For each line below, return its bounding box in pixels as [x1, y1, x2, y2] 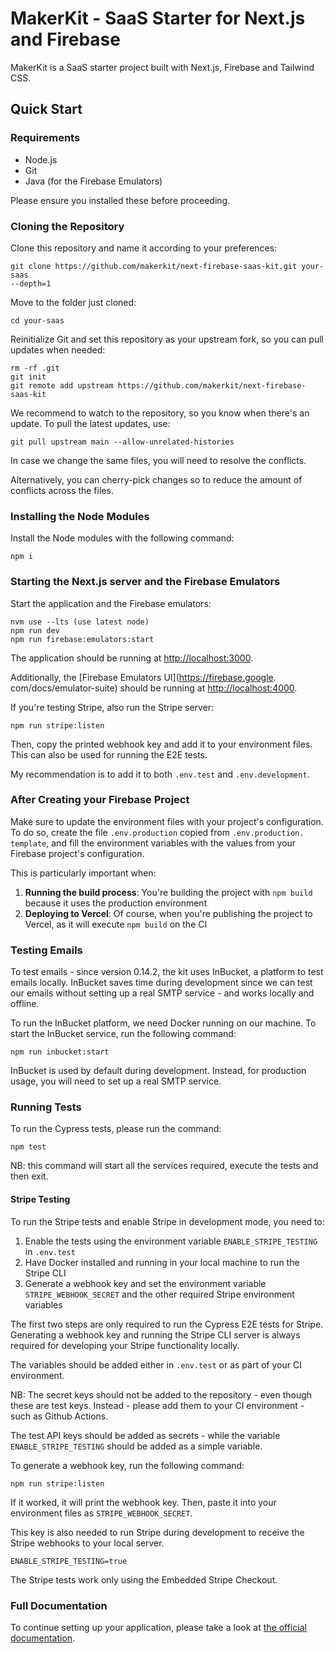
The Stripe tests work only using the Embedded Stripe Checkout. [10, 1573, 278, 1586]
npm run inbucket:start [10, 1047, 110, 1057]
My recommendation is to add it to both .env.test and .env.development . [10, 768, 310, 780]
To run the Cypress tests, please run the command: [10, 1123, 222, 1135]
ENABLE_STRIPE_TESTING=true [10, 1556, 128, 1566]
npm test [10, 1142, 47, 1152]
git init [10, 372, 47, 382]
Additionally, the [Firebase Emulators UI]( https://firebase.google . [10, 671, 277, 683]
